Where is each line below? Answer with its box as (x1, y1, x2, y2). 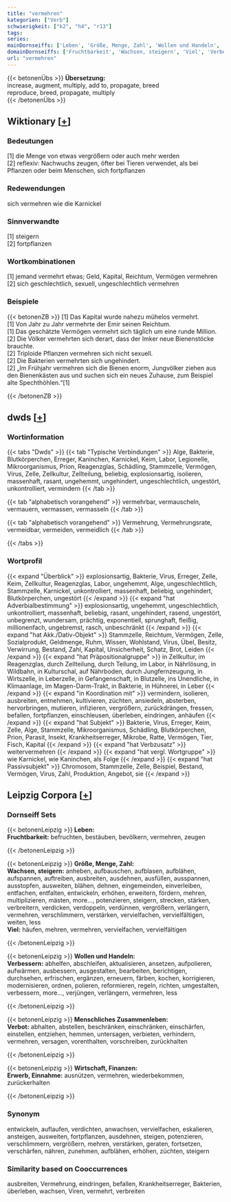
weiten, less (7, 918, 41, 927)
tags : (7, 29, 23, 36)
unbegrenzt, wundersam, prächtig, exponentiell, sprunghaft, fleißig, (7, 615, 199, 624)
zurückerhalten (7, 1079, 50, 1087)
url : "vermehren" (7, 55, 57, 62)
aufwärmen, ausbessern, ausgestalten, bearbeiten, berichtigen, (7, 967, 188, 975)
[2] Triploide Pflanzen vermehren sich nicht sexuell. (7, 349, 153, 357)
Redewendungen (7, 184, 65, 193)
